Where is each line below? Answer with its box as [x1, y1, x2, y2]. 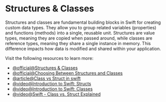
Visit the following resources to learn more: [5, 55, 94, 61]
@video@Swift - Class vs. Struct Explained [12, 91, 101, 97]
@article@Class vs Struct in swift [12, 75, 81, 81]
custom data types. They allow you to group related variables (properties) [5, 24, 157, 30]
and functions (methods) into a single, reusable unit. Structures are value [5, 30, 155, 36]
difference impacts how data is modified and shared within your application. [5, 46, 161, 51]
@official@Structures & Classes [12, 65, 78, 71]
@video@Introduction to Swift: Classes [12, 86, 93, 92]
